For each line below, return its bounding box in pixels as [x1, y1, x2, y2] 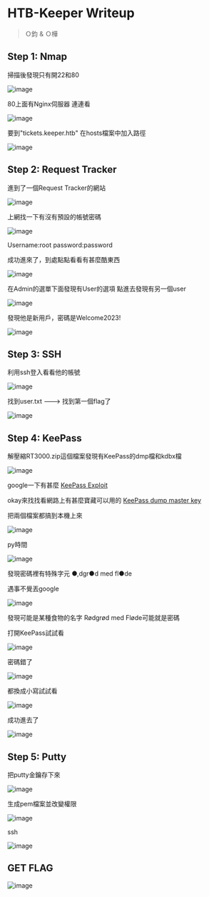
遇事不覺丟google [7, 584, 59, 593]
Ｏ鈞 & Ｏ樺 [24, 29, 58, 38]
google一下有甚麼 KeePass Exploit [7, 481, 108, 490]
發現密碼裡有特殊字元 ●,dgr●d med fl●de [7, 569, 132, 578]
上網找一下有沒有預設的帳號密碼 [7, 212, 101, 221]
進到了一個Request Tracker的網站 [7, 184, 106, 192]
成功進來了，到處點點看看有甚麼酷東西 [7, 255, 120, 264]
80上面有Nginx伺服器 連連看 [7, 99, 91, 108]
